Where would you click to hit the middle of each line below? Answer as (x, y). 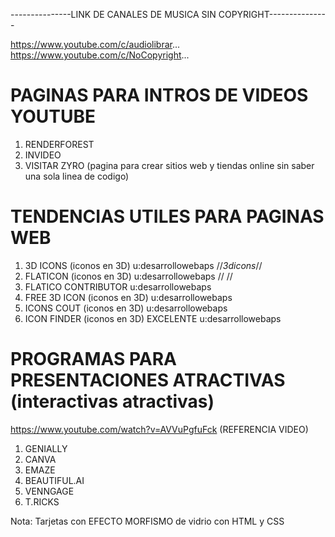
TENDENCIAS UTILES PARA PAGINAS (167, 216)
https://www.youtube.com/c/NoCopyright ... (100, 55)
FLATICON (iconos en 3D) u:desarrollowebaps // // (128, 276)
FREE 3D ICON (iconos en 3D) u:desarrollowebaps (128, 297)
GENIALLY (46, 448)
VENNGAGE (49, 491)
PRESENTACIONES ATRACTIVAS (148, 380)
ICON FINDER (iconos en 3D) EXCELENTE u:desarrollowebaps (153, 318)
